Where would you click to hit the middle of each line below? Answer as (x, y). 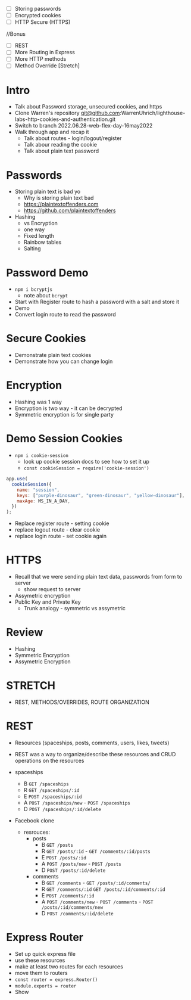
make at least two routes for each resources (69, 966)
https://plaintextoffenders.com (61, 204)
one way (34, 229)
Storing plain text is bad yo (48, 192)
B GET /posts (57, 844)
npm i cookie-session (41, 456)
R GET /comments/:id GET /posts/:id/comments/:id (103, 889)
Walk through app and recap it (52, 132)
